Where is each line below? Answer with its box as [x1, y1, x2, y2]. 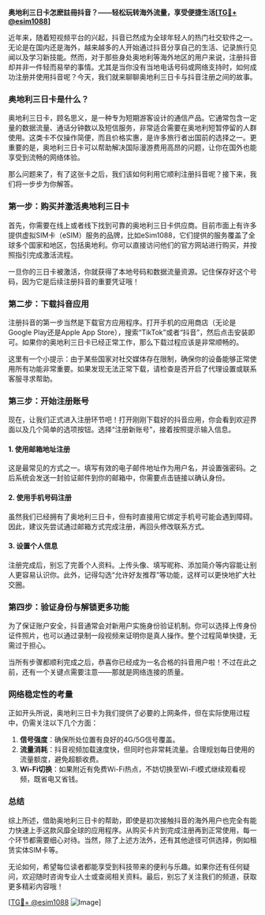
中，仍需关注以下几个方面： [8, 718, 99, 728]
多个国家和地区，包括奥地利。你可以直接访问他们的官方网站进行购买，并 [14, 240, 250, 249]
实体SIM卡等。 [14, 845, 63, 854]
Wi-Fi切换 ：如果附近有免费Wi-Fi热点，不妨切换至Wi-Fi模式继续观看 [19, 764, 239, 774]
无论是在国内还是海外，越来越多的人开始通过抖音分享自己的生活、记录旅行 [8, 43, 250, 52]
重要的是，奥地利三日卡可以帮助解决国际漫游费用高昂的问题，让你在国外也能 [8, 143, 257, 152]
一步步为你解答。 [21, 179, 77, 189]
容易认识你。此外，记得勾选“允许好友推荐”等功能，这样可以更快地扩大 [21, 570, 250, 579]
